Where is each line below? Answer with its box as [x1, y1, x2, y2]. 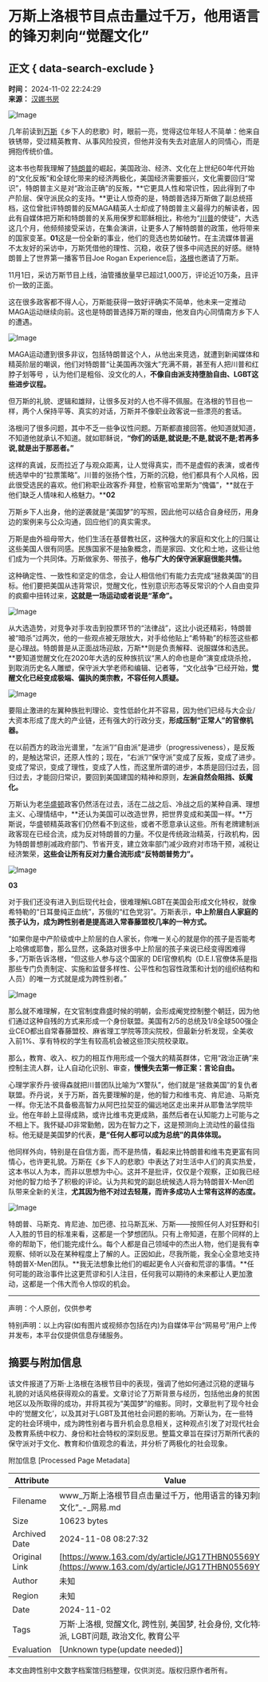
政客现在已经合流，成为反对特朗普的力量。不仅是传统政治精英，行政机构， [8, 829, 253, 839]
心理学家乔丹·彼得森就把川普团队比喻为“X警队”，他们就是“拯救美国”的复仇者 [8, 1080, 258, 1089]
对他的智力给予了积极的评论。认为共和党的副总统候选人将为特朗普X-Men [8, 1177, 247, 1186]
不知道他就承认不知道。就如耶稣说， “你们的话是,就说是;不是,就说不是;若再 [8, 433, 253, 443]
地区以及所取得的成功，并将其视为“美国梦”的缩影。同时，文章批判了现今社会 [8, 1398, 259, 1408]
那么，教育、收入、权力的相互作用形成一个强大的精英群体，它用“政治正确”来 [8, 1053, 259, 1062]
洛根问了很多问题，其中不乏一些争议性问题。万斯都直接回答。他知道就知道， [8, 424, 260, 432]
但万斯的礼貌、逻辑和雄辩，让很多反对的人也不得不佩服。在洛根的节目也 [8, 397, 246, 405]
